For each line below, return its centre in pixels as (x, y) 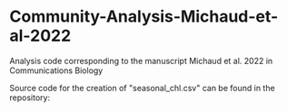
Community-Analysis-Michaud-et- (144, 17)
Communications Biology (56, 70)
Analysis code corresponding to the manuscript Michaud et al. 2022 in (141, 61)
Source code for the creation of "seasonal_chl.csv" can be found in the (142, 88)
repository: (30, 98)
